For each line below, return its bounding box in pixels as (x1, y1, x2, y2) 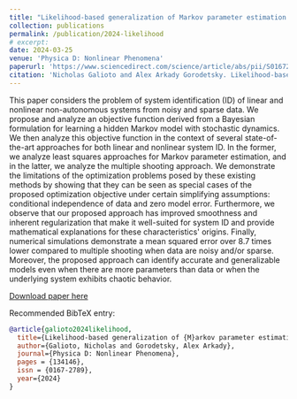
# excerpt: (9, 37, 49, 47)
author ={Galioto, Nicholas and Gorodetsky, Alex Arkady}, (17, 341, 236, 350)
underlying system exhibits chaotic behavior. (9, 273, 172, 284)
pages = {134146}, (17, 357, 86, 367)
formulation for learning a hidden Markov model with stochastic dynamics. (9, 123, 280, 134)
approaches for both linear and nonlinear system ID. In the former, (36, 142, 277, 152)
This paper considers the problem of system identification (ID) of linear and (9, 95, 284, 105)
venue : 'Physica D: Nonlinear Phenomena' (9, 54, 164, 63)
